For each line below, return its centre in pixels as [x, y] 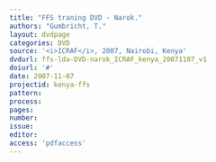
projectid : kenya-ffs [50, 85]
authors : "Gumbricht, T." [58, 26]
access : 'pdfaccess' [48, 143]
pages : [22, 110]
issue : [22, 127]
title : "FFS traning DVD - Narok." [76, 18]
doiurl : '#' [31, 68]
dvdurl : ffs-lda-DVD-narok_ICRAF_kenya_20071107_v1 [108, 59]
